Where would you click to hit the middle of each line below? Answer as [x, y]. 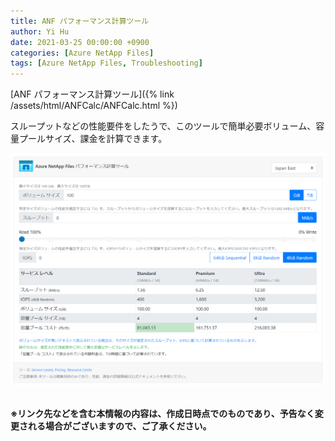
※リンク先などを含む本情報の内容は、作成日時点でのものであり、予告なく [162, 413]
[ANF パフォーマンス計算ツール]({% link [92, 94]
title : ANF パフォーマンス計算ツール [80, 21]
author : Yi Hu [40, 31]
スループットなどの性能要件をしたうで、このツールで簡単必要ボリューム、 [163, 126]
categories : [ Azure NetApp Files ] [82, 53]
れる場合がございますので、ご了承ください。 [119, 426]
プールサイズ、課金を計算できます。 [93, 139]
